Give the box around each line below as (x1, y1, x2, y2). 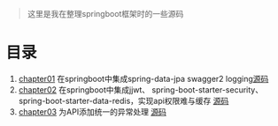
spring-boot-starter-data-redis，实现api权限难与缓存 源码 (18, 95, 229, 106)
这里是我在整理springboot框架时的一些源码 (27, 9, 184, 19)
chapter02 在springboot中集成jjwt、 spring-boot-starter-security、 (18, 84, 264, 95)
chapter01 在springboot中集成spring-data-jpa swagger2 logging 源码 (18, 73, 269, 84)
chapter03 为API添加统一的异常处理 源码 (18, 106, 167, 117)
